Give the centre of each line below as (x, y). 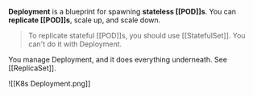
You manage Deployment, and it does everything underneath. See (118, 60)
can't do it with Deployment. (75, 44)
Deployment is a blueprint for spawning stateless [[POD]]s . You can (122, 12)
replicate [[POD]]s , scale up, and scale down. (85, 20)
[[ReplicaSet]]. (32, 68)
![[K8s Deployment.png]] (50, 84)
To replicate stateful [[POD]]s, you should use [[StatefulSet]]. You (137, 36)
